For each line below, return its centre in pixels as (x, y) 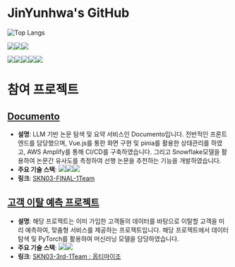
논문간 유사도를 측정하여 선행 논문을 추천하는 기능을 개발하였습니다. (129, 160)
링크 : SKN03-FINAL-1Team (56, 178)
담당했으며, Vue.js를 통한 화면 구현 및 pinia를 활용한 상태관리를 (123, 143)
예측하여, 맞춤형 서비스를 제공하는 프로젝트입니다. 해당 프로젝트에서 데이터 (127, 230)
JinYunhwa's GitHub (68, 13)
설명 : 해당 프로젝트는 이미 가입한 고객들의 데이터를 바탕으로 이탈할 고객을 (117, 221)
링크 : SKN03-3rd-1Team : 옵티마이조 (69, 256)
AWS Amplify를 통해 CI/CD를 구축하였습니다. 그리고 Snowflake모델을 (123, 152)
